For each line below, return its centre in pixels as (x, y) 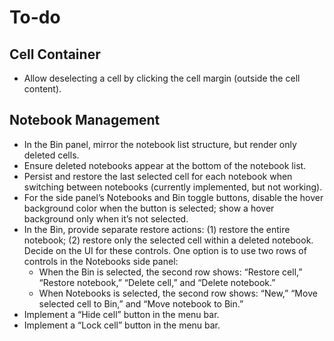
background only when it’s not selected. (106, 218)
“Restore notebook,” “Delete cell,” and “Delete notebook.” (157, 282)
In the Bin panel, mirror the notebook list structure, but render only (160, 144)
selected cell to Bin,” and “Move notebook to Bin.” (141, 303)
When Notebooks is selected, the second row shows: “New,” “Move (178, 293)
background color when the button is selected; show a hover (149, 208)
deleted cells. (51, 155)
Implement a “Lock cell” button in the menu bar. (122, 325)
